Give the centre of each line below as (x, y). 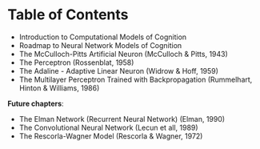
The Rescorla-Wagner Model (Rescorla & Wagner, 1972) (111, 136)
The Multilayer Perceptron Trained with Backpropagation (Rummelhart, (136, 79)
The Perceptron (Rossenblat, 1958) (76, 62)
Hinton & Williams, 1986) (59, 88)
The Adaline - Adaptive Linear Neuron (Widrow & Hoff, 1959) (119, 70)
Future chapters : (36, 103)
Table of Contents (68, 15)
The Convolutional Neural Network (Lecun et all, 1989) (108, 127)
